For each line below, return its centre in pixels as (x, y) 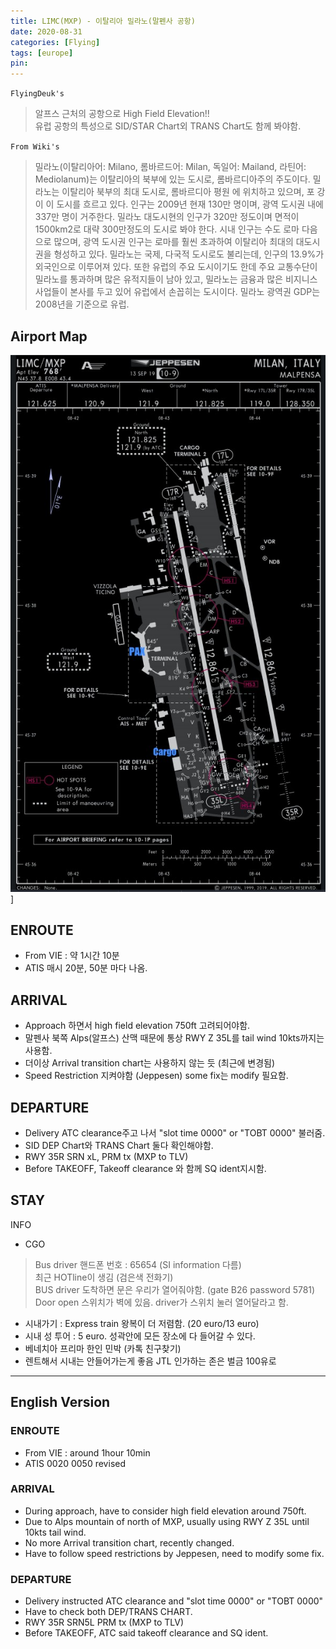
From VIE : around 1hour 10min (87, 1452)
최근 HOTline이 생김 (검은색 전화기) (104, 1277)
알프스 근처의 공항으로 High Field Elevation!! (122, 114)
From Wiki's (35, 147)
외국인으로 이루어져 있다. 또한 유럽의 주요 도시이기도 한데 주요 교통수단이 (176, 267)
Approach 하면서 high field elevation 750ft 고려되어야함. (137, 1026)
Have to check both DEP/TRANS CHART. (108, 1612)
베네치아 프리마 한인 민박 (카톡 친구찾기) (103, 1348)
